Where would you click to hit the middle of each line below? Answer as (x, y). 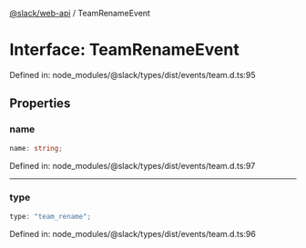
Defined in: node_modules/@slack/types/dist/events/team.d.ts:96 (133, 233)
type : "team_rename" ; (51, 216)
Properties (40, 104)
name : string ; (36, 148)
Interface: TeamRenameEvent (124, 50)
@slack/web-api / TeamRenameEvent (80, 13)
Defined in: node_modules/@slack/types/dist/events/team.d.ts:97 (133, 165)
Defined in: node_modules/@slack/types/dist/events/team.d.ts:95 (133, 74)
